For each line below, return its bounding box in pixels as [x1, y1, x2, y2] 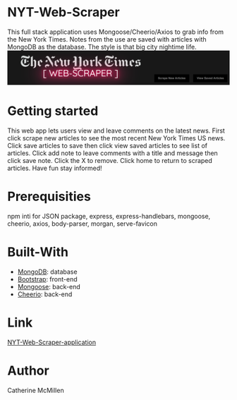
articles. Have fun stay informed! [7, 164, 102, 173]
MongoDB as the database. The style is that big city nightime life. [7, 42, 197, 51]
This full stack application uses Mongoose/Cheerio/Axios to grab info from [7, 28, 224, 36]
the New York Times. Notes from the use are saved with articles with [7, 35, 207, 43]
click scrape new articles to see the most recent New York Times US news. [7, 134, 226, 143]
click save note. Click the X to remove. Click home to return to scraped [7, 157, 213, 165]
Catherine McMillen [7, 386, 65, 394]
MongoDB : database [17, 267, 78, 276]
